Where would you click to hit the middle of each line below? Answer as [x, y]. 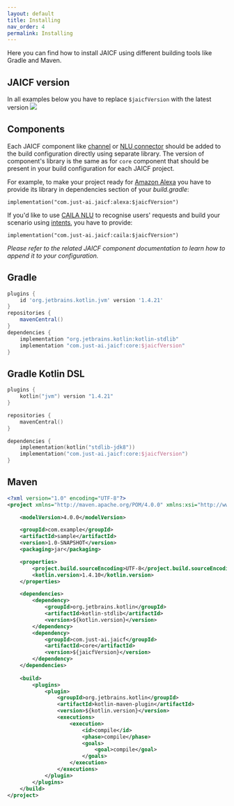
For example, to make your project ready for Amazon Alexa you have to [109, 181]
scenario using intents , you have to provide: [70, 222]
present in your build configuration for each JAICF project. [91, 168]
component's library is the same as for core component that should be [108, 161]
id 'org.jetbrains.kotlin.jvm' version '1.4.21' [92, 300]
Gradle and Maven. [34, 61]
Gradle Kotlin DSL [46, 374]
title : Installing [34, 20]
